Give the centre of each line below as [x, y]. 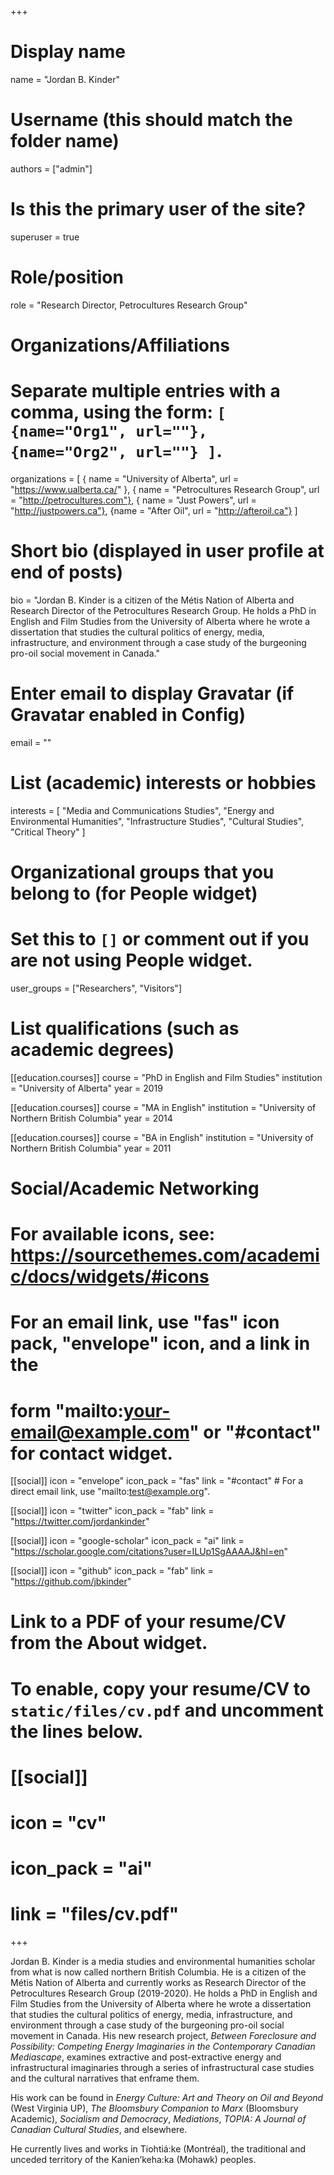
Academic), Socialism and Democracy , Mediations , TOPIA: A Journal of [158, 2119]
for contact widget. [91, 1453]
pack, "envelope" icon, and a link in [160, 1343]
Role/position [67, 277]
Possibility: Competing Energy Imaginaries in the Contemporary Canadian [163, 2047]
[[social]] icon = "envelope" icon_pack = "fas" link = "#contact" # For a [157, 1481]
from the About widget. [109, 1643]
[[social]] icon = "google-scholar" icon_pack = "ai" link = [127, 1541]
